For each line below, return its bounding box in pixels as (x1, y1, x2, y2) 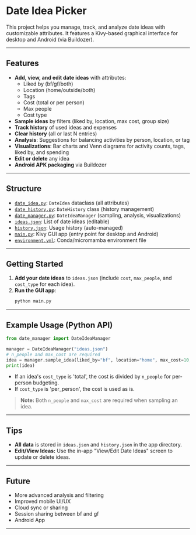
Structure (6, 183, 42, 194)
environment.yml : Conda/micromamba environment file (14, 236, 147, 244)
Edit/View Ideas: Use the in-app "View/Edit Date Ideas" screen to (14, 447, 173, 455)
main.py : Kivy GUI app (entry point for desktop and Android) (14, 230, 159, 237)
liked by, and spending (14, 148, 69, 156)
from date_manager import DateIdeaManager (6, 336, 111, 342)
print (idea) (6, 362, 35, 369)
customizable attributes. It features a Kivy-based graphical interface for (6, 29, 178, 36)
